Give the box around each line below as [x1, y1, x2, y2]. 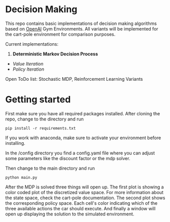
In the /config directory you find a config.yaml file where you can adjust [5, 150, 155, 156]
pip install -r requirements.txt [5, 125, 76, 131]
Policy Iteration [12, 66, 45, 72]
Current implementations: [5, 41, 59, 47]
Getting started [5, 94, 71, 105]
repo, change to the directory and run [5, 116, 84, 122]
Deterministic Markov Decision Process [12, 51, 98, 57]
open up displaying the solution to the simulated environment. [5, 211, 134, 217]
